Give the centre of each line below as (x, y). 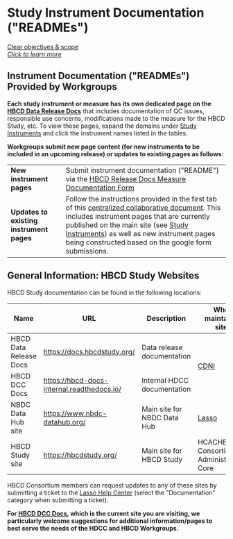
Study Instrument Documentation (106, 13)
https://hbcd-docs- (76, 380)
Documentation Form (100, 188)
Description (166, 318)
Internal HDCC (165, 380)
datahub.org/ (64, 422)
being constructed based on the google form (138, 242)
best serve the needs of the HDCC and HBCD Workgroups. (93, 528)
